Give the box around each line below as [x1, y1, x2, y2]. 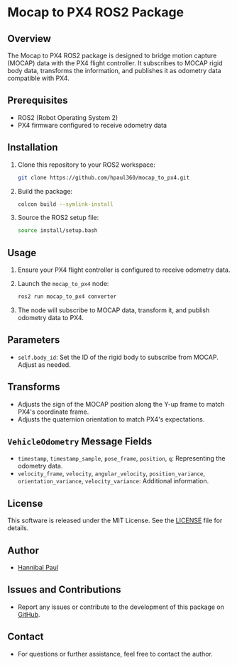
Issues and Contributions [7, 583, 122, 596]
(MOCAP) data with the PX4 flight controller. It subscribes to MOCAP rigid [7, 59, 223, 67]
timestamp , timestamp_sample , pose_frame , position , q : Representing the [17, 454, 226, 463]
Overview [7, 33, 52, 45]
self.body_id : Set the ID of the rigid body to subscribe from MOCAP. [17, 353, 219, 361]
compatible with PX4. [7, 74, 70, 82]
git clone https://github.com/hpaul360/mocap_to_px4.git [17, 174, 190, 181]
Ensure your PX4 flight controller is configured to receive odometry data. [17, 265, 231, 274]
